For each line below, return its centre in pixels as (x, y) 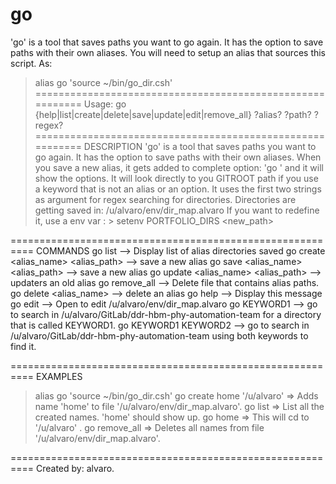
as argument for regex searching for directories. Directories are (165, 199)
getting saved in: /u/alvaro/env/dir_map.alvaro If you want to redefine (177, 210)
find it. (23, 346)
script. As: (31, 63)
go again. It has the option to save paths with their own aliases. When (178, 157)
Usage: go (105, 104)
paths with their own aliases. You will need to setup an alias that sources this (168, 52)
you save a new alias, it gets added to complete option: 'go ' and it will (179, 167)
